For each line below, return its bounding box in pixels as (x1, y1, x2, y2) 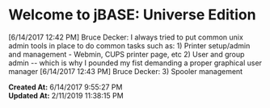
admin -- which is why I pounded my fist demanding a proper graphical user (8, 58, 263, 68)
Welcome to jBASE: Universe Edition (8, 6, 256, 24)
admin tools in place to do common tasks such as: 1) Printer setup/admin (8, 40, 251, 50)
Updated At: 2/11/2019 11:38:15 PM (8, 90, 124, 100)
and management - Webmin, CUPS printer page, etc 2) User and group (8, 49, 245, 59)
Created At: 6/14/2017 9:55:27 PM (8, 82, 123, 92)
